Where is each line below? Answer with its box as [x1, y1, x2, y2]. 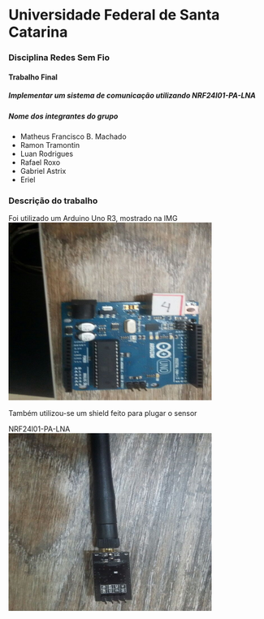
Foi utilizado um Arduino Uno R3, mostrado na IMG [8, 214, 178, 223]
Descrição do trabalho [8, 195, 98, 206]
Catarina [8, 23, 68, 41]
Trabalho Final [8, 71, 58, 82]
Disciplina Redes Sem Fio [8, 52, 110, 63]
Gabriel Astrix [19, 167, 67, 176]
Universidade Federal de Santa [8, 6, 220, 24]
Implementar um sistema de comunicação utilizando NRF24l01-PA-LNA [8, 91, 256, 101]
